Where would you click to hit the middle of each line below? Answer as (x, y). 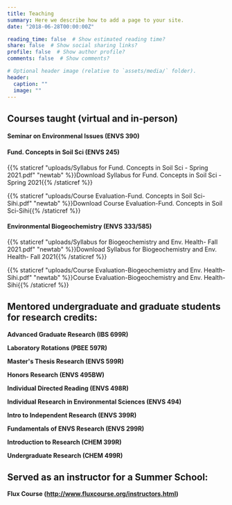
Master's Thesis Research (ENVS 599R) (66, 361)
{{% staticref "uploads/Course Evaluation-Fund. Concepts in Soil (100, 196)
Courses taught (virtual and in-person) (92, 118)
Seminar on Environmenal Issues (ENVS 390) (73, 136)
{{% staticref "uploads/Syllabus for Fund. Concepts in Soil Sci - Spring (108, 167)
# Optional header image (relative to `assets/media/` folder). (102, 71)
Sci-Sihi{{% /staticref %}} (44, 210)
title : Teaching (30, 14)
